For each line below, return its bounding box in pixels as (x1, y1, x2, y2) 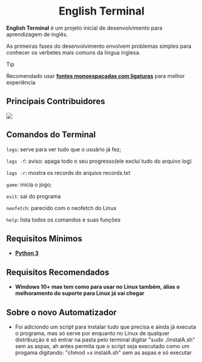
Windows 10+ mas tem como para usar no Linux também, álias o (15, 283, 180, 291)
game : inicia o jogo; (6, 180, 53, 188)
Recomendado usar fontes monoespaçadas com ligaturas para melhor (6, 72, 185, 79)
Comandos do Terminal (6, 130, 96, 140)
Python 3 (15, 249, 39, 257)
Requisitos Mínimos (6, 233, 83, 243)
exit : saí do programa (6, 193, 61, 200)
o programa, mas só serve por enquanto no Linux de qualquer (15, 330, 170, 337)
